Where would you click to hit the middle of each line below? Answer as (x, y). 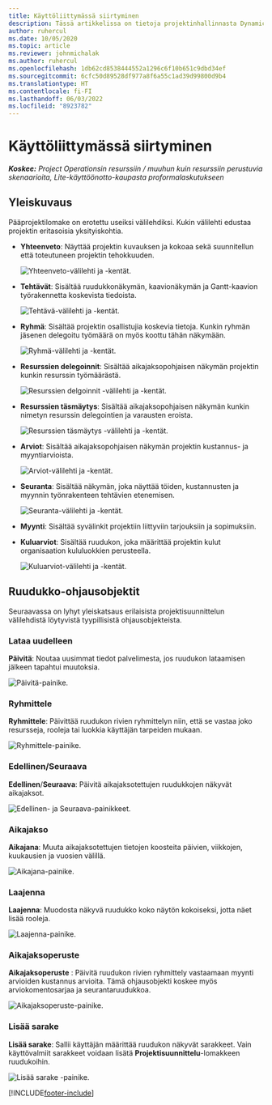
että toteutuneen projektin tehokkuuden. (87, 255)
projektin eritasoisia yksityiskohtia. (66, 231)
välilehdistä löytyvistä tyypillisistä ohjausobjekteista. (95, 619)
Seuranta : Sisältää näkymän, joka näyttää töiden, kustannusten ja (129, 486)
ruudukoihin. (29, 1061)
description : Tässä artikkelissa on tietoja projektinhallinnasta (123, 23)
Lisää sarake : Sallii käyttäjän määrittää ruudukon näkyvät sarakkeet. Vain (130, 1044)
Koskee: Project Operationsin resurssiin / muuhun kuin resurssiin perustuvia (136, 169)
